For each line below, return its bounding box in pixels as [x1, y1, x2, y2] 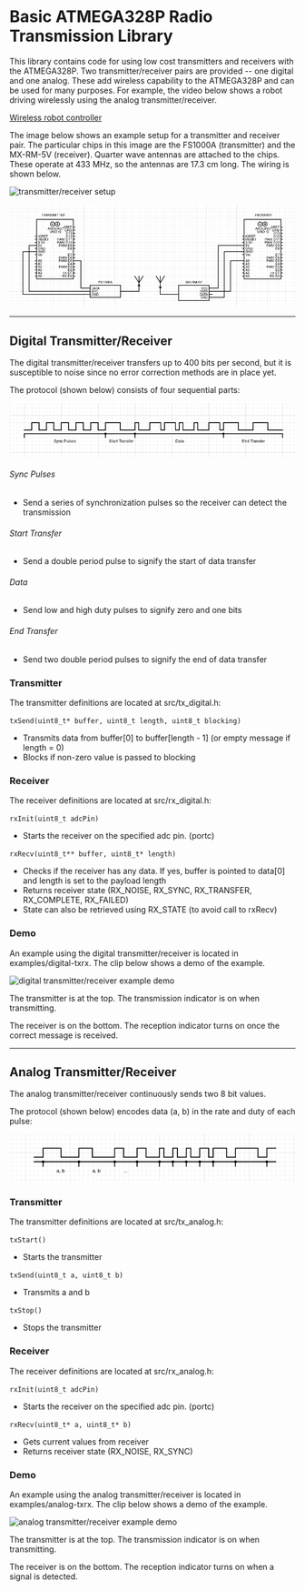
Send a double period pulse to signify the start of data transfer [22, 556, 257, 567]
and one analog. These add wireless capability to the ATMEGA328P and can [9, 75, 295, 86]
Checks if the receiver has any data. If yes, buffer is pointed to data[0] [22, 866, 286, 877]
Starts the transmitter [22, 1252, 103, 1263]
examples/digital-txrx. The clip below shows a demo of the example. [9, 957, 266, 968]
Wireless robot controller [9, 112, 103, 123]
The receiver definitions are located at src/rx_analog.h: [9, 1365, 215, 1376]
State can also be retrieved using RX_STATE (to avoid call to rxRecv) [22, 904, 278, 915]
